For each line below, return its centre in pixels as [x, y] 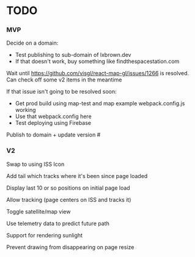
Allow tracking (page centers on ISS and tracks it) [69, 199]
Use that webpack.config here [53, 116]
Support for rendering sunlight [45, 235]
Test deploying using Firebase [53, 123]
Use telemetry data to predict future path [58, 223]
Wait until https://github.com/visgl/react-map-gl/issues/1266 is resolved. [98, 73]
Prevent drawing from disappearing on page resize [70, 247]
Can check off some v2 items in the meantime [64, 80]
